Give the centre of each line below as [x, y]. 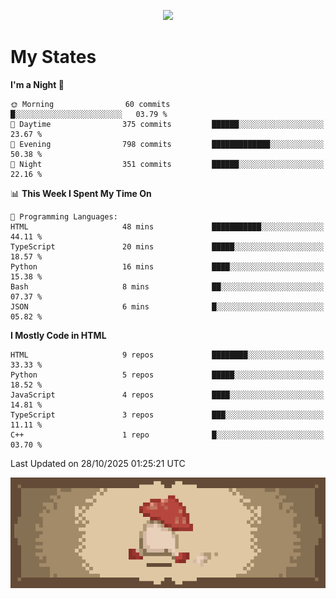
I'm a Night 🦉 [37, 84]
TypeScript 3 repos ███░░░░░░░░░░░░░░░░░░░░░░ [167, 415]
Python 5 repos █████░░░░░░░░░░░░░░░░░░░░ [167, 375]
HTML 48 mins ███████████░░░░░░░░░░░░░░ [167, 226]
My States [53, 57]
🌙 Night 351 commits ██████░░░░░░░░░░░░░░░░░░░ [167, 164]
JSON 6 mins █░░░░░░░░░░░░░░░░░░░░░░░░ [167, 306]
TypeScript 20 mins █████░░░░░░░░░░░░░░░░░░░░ [167, 246]
